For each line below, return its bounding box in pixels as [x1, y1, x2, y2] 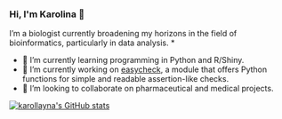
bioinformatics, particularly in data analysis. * [9, 37, 175, 48]
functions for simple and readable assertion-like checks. [21, 74, 230, 84]
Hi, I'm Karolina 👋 [9, 8, 85, 20]
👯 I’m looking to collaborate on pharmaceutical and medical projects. [21, 83, 274, 94]
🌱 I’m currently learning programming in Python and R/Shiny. [21, 55, 245, 66]
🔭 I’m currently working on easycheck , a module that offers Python [21, 64, 268, 75]
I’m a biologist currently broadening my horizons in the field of [9, 28, 238, 39]
